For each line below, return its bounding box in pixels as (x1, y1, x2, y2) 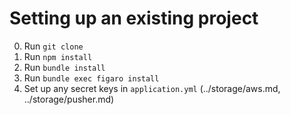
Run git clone (23, 40, 84, 52)
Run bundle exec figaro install (23, 72, 160, 84)
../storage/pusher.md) (23, 93, 115, 105)
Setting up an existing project (9, 7, 259, 30)
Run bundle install (23, 61, 106, 73)
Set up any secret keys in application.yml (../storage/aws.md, (23, 82, 281, 94)
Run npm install (23, 50, 93, 62)
